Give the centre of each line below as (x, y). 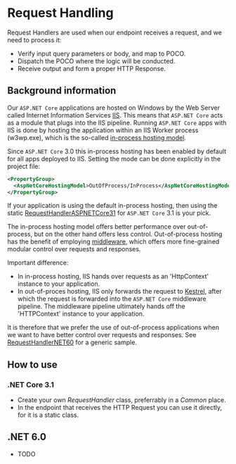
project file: (24, 166)
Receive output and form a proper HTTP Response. (92, 68)
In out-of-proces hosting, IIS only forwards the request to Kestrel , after (120, 291)
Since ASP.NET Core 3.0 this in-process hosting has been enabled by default (117, 151)
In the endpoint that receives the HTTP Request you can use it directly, (120, 408)
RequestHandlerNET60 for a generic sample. (72, 342)
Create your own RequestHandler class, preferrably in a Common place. (122, 400)
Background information (62, 90)
